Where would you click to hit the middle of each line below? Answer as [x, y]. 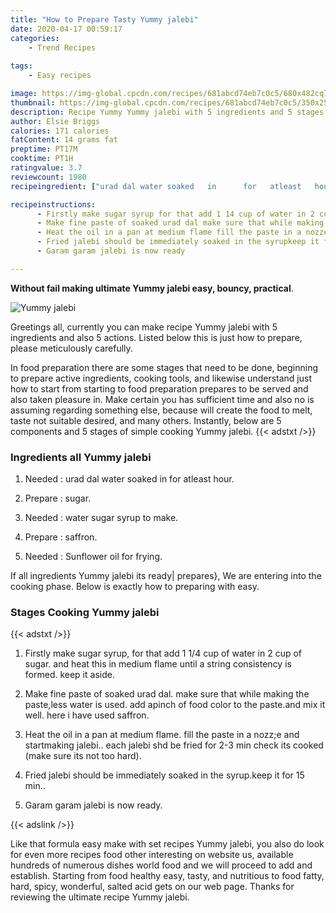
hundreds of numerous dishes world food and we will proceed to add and [161, 865]
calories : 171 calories [60, 131]
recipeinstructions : [53, 204]
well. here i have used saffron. [87, 715]
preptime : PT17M [44, 149]
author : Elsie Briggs [55, 121]
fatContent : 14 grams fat [64, 140]
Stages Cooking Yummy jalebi [85, 612]
